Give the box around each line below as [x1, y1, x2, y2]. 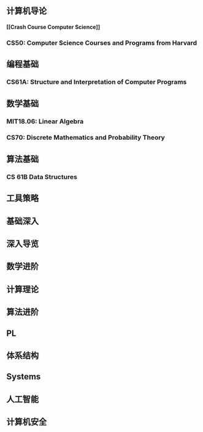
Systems [6, 371, 41, 382]
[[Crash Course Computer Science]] [6, 23, 101, 31]
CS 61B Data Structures [6, 172, 78, 181]
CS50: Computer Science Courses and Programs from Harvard [6, 39, 197, 47]
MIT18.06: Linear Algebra [6, 117, 84, 126]
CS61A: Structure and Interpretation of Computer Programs [6, 78, 187, 86]
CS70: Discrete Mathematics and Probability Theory [6, 134, 166, 142]
